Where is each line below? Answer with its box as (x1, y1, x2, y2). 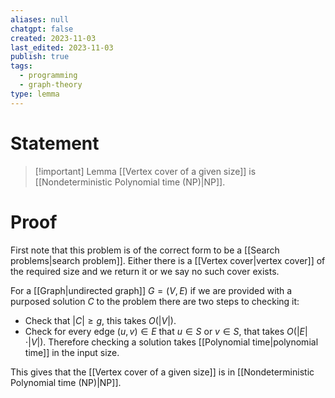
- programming (19, 71, 78, 81)
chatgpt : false (10, 24, 74, 34)
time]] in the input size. (24, 346, 120, 358)
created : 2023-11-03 (10, 33, 97, 43)
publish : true (10, 52, 70, 62)
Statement (10, 132, 100, 155)
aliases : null (10, 14, 70, 25)
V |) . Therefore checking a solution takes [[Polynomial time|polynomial (30, 336, 319, 348)
